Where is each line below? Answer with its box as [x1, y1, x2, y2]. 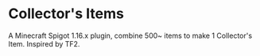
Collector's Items [8, 5, 125, 23]
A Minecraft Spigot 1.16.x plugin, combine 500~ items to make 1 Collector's [8, 31, 253, 40]
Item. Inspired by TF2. [8, 39, 80, 48]
